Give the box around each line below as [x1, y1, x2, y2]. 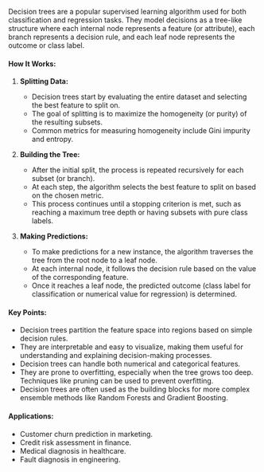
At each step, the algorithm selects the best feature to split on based [31, 183, 257, 192]
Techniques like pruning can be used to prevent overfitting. [19, 376, 214, 386]
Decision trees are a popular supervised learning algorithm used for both [8, 7, 247, 16]
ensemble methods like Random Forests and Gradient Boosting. [19, 393, 228, 403]
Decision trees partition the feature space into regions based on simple [19, 325, 253, 335]
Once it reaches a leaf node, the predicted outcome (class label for [31, 281, 251, 290]
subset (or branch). [31, 174, 95, 183]
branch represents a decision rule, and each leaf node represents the [8, 32, 235, 41]
